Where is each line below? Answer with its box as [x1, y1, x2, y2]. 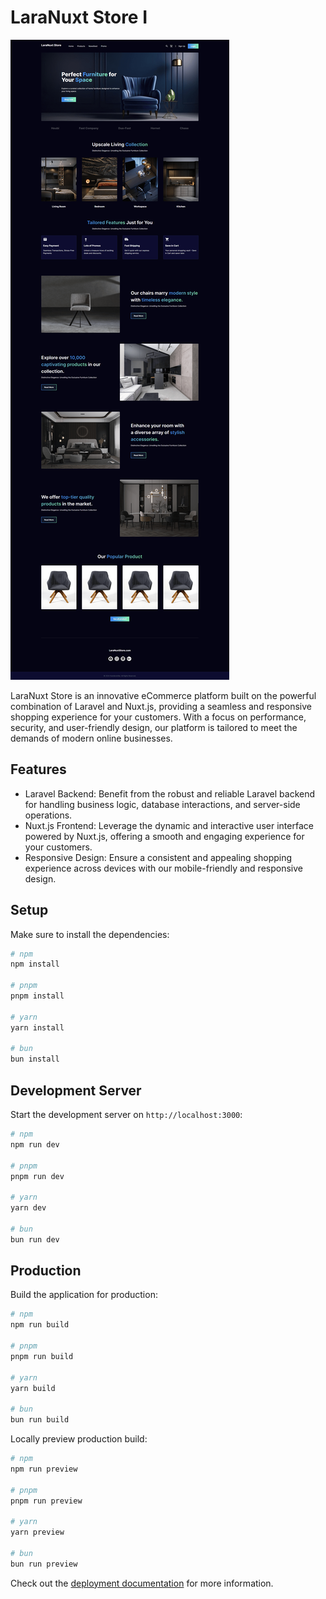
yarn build [10, 1383, 56, 1393]
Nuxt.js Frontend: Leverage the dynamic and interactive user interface [24, 819, 314, 831]
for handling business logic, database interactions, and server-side [24, 798, 301, 810]
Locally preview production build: [10, 1433, 148, 1445]
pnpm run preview [10, 1496, 83, 1506]
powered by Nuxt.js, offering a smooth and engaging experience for [24, 830, 305, 842]
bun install [10, 1054, 60, 1065]
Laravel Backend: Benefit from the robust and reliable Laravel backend [24, 787, 316, 800]
